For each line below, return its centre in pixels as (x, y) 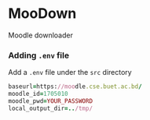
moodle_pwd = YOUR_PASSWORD (50, 101)
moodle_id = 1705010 (38, 94)
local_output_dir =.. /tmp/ (50, 108)
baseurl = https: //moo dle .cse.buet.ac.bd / (75, 86)
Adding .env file (38, 55)
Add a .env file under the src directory (70, 72)
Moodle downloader (40, 35)
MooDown (42, 14)
